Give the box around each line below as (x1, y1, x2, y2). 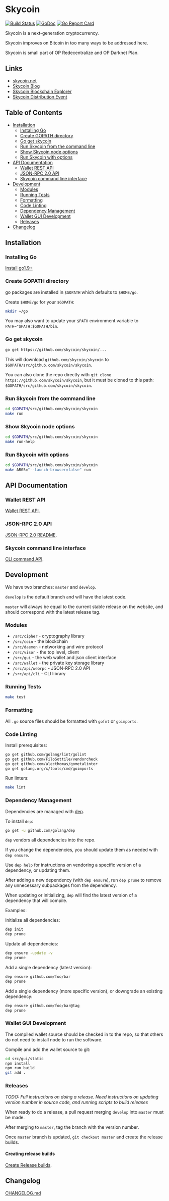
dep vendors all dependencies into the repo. (5, 837, 96, 843)
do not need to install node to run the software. (5, 1036, 103, 1042)
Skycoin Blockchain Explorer (12, 88, 72, 94)
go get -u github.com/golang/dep (5, 828, 75, 833)
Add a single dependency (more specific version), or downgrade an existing (5, 988, 163, 994)
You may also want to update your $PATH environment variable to (5, 318, 139, 324)
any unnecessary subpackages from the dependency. (5, 882, 117, 888)
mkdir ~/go (5, 309, 28, 314)
